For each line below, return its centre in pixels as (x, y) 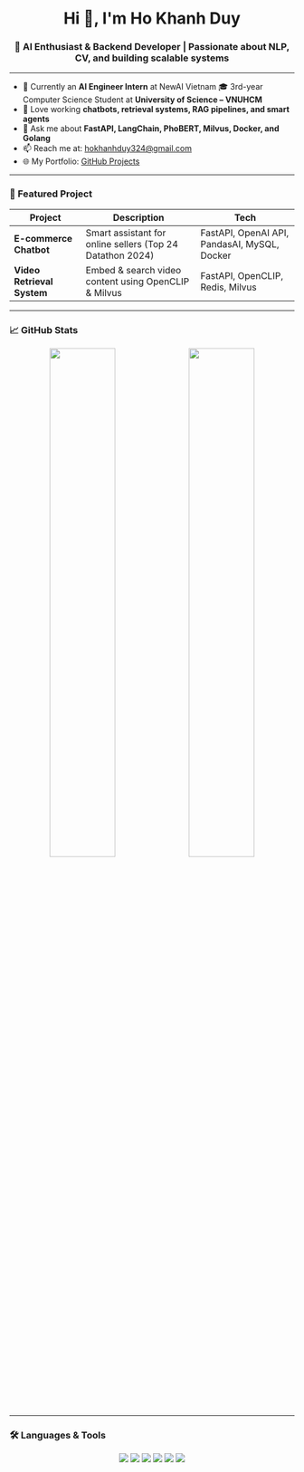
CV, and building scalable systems (152, 58)
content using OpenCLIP (138, 282)
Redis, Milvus (228, 287)
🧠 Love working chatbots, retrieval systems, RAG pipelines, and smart (156, 110)
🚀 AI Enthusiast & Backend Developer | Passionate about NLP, (152, 47)
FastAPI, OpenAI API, (245, 233)
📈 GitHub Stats (44, 330)
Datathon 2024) (120, 255)
